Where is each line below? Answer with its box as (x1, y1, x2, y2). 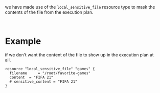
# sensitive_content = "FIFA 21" (9, 79, 78, 84)
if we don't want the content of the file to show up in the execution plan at (5, 52, 154, 57)
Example (5, 36, 41, 47)
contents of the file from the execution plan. (5, 9, 93, 15)
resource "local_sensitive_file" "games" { (5, 66, 95, 71)
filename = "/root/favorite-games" (9, 71, 91, 75)
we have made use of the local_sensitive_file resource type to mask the (5, 4, 155, 10)
